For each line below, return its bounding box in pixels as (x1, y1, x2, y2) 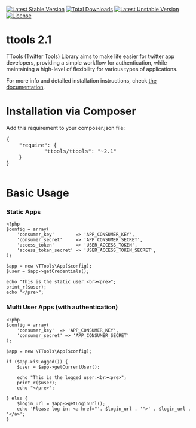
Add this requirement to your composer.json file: (6, 124, 125, 131)
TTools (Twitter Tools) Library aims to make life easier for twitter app (6, 53, 175, 60)
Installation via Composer (6, 105, 136, 118)
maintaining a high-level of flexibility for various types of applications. (6, 65, 178, 72)
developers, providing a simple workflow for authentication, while (6, 59, 167, 66)
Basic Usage (6, 186, 69, 200)
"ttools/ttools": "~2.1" (44, 147, 117, 154)
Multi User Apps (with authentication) (6, 303, 118, 311)
